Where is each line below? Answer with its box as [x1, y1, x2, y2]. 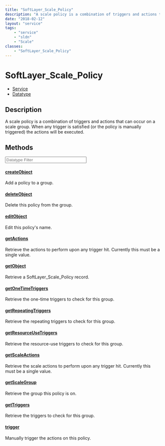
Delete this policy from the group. [5, 202, 73, 208]
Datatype [12, 91, 31, 97]
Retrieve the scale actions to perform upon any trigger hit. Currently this [5, 363, 151, 369]
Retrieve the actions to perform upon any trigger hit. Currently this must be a [5, 246, 160, 252]
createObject [5, 169, 33, 175]
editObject [5, 213, 27, 219]
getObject [5, 263, 26, 269]
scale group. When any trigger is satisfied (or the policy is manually [5, 124, 141, 130]
